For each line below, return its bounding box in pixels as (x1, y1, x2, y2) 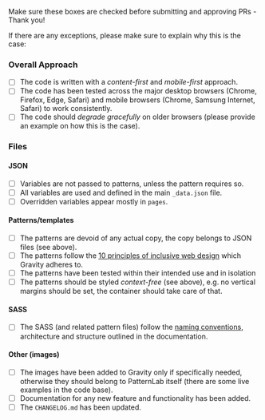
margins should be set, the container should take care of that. (19, 287, 223, 296)
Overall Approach (8, 59, 78, 70)
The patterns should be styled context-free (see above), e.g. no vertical (19, 277, 256, 287)
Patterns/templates (8, 216, 74, 225)
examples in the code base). (19, 385, 113, 394)
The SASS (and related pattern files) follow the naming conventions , (19, 323, 243, 332)
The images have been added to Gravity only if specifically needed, (19, 367, 243, 377)
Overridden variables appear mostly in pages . (19, 196, 168, 206)
